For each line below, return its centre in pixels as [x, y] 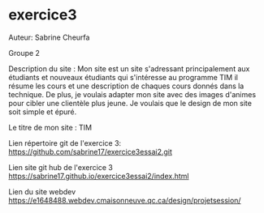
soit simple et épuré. [43, 112]
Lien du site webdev [42, 191]
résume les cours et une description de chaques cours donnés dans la [126, 86]
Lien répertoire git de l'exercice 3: [65, 143]
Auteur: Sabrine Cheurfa [49, 37]
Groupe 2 [24, 53]
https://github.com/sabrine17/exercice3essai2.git [91, 151]
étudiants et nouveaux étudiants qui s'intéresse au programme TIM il [123, 77]
